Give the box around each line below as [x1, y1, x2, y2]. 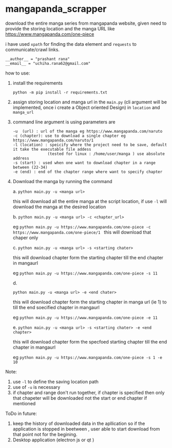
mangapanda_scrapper [5, 3, 107, 15]
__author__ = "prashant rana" [5, 56, 70, 62]
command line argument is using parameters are [12, 119, 116, 125]
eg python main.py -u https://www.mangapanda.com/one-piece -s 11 [12, 270, 158, 276]
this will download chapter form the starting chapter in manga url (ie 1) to [12, 299, 167, 305]
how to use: [5, 70, 30, 76]
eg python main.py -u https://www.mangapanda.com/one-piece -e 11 [12, 314, 158, 320]
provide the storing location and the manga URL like [5, 25, 115, 31]
